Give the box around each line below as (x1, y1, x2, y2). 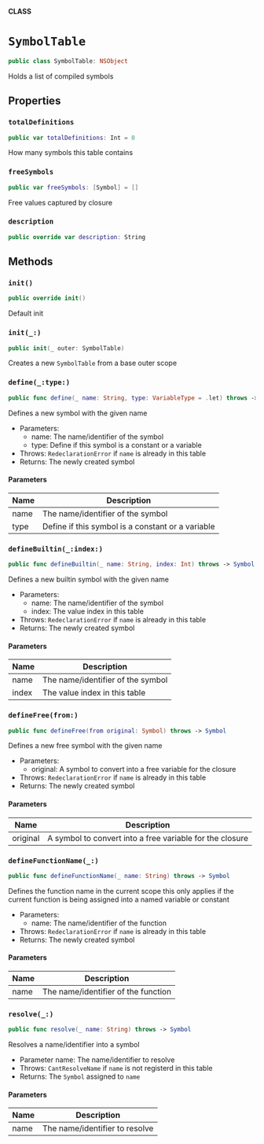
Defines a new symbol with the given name (8, 408, 148, 418)
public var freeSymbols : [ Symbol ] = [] (8, 183, 139, 191)
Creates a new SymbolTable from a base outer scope (8, 358, 178, 368)
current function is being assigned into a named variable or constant (8, 895, 229, 904)
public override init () (8, 294, 86, 302)
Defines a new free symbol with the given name (8, 741, 163, 751)
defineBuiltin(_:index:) (8, 544, 104, 553)
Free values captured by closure (8, 197, 112, 207)
